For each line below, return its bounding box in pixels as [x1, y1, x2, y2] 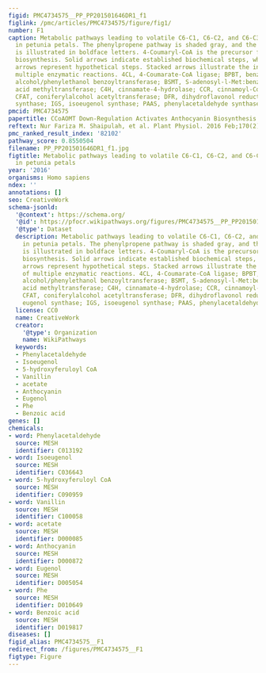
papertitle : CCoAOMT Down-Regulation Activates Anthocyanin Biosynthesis [8, 115, 257, 123]
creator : [15, 321, 44, 329]
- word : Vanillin [8, 498, 66, 506]
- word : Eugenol [8, 564, 62, 572]
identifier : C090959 [15, 491, 83, 499]
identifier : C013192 [15, 446, 83, 454]
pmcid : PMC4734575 [8, 108, 69, 116]
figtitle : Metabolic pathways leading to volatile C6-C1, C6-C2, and [8, 151, 243, 159]
